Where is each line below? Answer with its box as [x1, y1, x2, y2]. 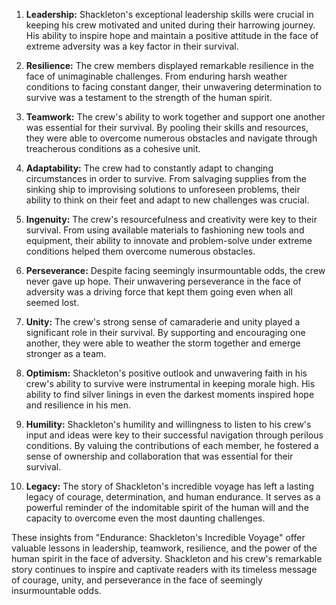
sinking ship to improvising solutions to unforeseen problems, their [25, 184, 301, 195]
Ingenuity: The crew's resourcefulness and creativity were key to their [25, 214, 318, 225]
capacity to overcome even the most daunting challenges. [25, 512, 266, 524]
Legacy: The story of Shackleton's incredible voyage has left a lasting [25, 480, 314, 492]
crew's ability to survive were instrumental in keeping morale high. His [25, 378, 316, 389]
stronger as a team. [25, 348, 107, 359]
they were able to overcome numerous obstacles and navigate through [25, 132, 318, 144]
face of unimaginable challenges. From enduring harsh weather [25, 70, 288, 82]
